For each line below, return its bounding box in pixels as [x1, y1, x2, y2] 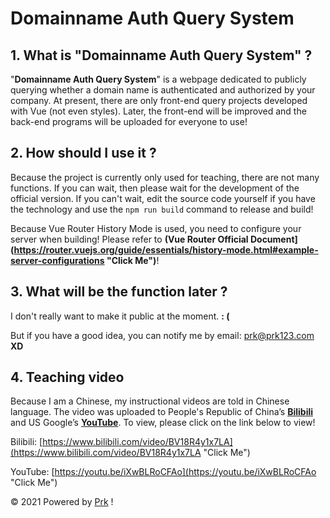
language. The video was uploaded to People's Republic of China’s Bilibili [10, 406, 314, 418]
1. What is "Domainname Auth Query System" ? [10, 47, 313, 64]
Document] [249, 233, 298, 245]
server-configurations [10, 254, 105, 266]
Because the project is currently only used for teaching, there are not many [10, 171, 320, 183]
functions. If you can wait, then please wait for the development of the [10, 182, 300, 194]
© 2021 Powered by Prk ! [10, 496, 114, 508]
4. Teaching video [10, 369, 125, 386]
